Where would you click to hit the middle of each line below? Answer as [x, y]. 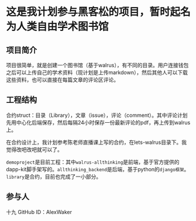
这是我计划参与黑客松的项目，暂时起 [93, 12]
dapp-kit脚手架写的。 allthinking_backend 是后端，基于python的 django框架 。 [98, 169]
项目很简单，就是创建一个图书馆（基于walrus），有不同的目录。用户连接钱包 [97, 65]
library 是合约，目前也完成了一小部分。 [54, 177]
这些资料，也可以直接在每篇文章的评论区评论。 [62, 80]
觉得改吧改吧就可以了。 [34, 149]
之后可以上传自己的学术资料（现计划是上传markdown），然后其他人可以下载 [97, 72]
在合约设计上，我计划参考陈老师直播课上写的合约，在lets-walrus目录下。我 [97, 142]
